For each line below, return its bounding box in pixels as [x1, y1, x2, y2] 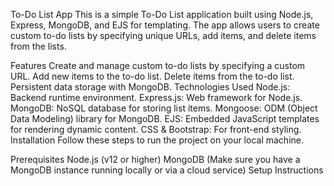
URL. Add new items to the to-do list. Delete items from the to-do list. [10, 70, 295, 82]
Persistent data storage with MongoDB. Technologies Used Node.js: [10, 81, 291, 93]
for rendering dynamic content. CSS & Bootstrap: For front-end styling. [10, 124, 302, 135]
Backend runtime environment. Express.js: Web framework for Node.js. [10, 92, 303, 103]
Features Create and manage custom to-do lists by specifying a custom [10, 60, 306, 71]
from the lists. [10, 40, 67, 52]
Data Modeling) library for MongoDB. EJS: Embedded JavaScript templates [10, 113, 320, 124]
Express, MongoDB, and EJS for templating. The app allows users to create [10, 19, 320, 31]
